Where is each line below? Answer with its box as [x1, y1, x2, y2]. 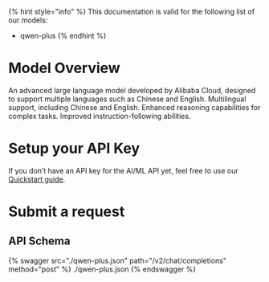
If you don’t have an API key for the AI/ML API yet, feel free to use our [8, 166, 238, 175]
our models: [8, 15, 48, 25]
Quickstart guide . [8, 174, 66, 184]
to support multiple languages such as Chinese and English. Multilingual [8, 94, 247, 104]
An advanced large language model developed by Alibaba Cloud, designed [8, 85, 256, 95]
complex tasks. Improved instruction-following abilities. [8, 111, 191, 121]
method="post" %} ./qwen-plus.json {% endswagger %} [8, 264, 197, 274]
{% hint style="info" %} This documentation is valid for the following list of [8, 7, 255, 16]
